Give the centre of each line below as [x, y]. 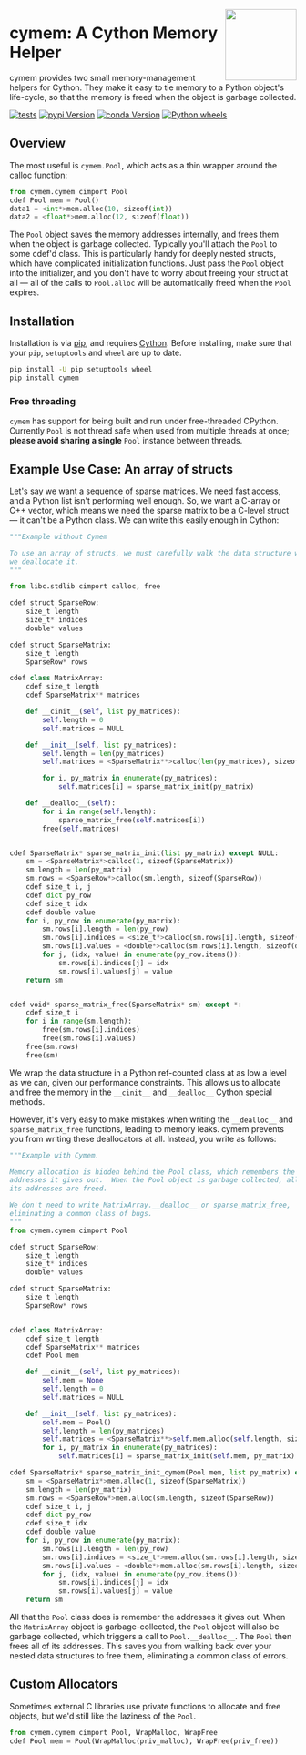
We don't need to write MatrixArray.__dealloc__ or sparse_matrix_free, [150, 1205]
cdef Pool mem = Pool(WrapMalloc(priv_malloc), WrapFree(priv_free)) [144, 1741]
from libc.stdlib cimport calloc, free [85, 587]
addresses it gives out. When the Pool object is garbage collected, [146, 1180]
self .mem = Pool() [77, 1422]
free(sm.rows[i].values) [89, 1038]
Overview [38, 143]
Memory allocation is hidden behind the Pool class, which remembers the [153, 1172]
